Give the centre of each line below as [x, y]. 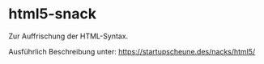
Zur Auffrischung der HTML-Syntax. [68, 36]
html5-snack [53, 14]
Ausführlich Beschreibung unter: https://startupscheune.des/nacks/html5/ [132, 51]
